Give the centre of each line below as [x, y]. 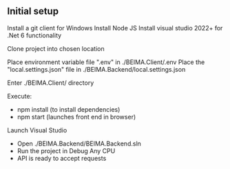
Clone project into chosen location [56, 48]
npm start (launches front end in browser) [76, 117]
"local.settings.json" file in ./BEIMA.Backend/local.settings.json [96, 69]
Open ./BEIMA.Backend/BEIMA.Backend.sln [79, 143]
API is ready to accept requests [62, 158]
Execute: [20, 96]
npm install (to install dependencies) [69, 109]
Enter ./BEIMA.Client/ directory [51, 83]
